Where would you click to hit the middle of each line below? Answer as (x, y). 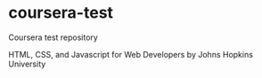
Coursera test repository (53, 37)
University (27, 64)
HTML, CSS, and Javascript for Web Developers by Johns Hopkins (131, 54)
